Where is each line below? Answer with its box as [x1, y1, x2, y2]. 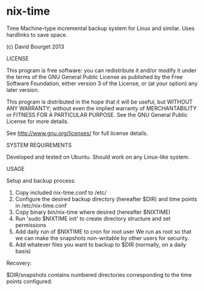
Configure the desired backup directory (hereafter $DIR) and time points [15, 195, 197, 203]
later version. [6, 86, 40, 93]
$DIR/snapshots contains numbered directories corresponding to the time [6, 271, 192, 278]
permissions [15, 221, 46, 229]
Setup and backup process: [6, 176, 76, 184]
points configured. [6, 278, 53, 285]
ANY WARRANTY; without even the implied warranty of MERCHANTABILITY [6, 104, 197, 111]
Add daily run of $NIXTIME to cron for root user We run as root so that [15, 228, 192, 235]
